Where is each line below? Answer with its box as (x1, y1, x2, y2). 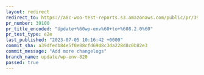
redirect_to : (5, 15, 39, 21)
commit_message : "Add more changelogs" (5, 48, 107, 54)
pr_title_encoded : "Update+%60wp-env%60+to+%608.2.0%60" (5, 25, 153, 32)
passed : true (5, 59, 39, 65)
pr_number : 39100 (5, 20, 50, 26)
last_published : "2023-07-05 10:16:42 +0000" (5, 37, 123, 43)
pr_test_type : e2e (5, 31, 52, 37)
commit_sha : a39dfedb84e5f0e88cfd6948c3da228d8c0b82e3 (5, 43, 148, 49)
